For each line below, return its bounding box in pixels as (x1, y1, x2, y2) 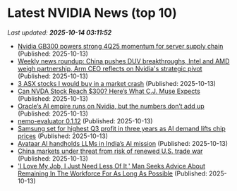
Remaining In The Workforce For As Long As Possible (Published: (17, 169, 208, 178)
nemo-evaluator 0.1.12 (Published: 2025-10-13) (17, 116, 153, 125)
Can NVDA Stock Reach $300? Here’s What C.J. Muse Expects (17, 87, 201, 95)
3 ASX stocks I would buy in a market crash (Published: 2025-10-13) (17, 79, 217, 87)
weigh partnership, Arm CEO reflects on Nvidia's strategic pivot (17, 64, 202, 73)
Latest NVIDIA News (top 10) (7, 5, 178, 21)
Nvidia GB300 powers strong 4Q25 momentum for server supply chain (17, 42, 224, 50)
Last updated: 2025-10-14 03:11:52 (7, 28, 112, 37)
